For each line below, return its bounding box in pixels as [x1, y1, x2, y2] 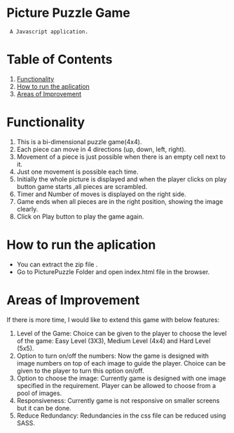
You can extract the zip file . [16, 260, 98, 269]
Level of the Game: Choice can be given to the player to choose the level [16, 329, 227, 337]
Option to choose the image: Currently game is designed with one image [16, 374, 226, 382]
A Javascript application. [9, 28, 89, 35]
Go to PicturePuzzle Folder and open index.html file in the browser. [16, 267, 210, 276]
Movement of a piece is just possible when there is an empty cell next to [16, 153, 226, 161]
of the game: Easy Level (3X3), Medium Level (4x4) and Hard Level [16, 336, 211, 345]
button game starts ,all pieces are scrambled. [16, 182, 148, 190]
